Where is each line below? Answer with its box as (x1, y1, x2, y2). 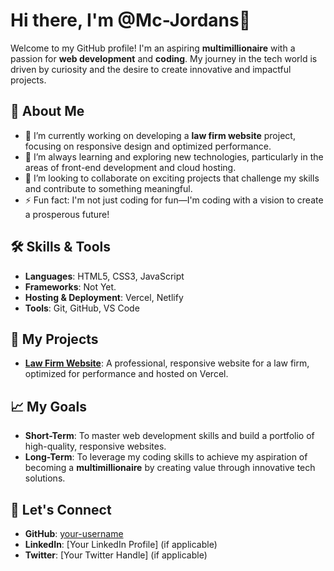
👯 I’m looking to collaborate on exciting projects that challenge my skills (24, 172, 320, 184)
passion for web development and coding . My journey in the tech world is (10, 52, 318, 64)
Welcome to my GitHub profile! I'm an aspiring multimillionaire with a (10, 42, 296, 54)
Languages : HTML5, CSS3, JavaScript (24, 270, 185, 282)
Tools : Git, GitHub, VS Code (24, 302, 140, 314)
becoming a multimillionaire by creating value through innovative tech (24, 462, 316, 474)
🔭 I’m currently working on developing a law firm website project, (24, 129, 296, 141)
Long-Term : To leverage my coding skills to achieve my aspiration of (24, 451, 308, 463)
